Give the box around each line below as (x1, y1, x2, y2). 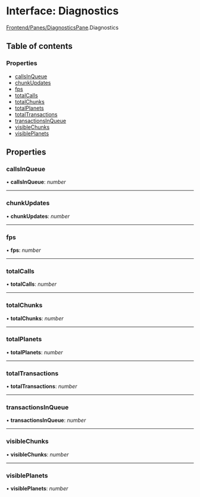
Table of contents (6, 41, 73, 51)
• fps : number (6, 246, 41, 254)
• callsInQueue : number (6, 178, 67, 186)
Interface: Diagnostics (6, 4, 119, 18)
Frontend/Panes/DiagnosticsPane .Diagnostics (6, 24, 119, 31)
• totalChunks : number (6, 314, 64, 322)
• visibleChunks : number (6, 450, 69, 458)
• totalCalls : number (6, 280, 57, 288)
